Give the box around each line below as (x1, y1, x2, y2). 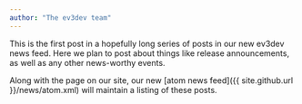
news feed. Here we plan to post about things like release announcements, (9, 47, 289, 59)
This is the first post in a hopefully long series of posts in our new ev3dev (9, 38, 285, 49)
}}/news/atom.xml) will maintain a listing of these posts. (9, 84, 217, 95)
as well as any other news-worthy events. (9, 57, 166, 68)
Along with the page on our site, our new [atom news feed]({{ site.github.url (9, 74, 294, 86)
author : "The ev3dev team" (9, 13, 112, 23)
